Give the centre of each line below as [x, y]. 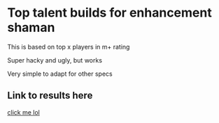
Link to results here [50, 96]
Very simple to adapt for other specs [60, 74]
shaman [31, 27]
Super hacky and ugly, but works [55, 60]
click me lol [23, 112]
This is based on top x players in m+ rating [69, 47]
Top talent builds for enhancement [109, 13]
